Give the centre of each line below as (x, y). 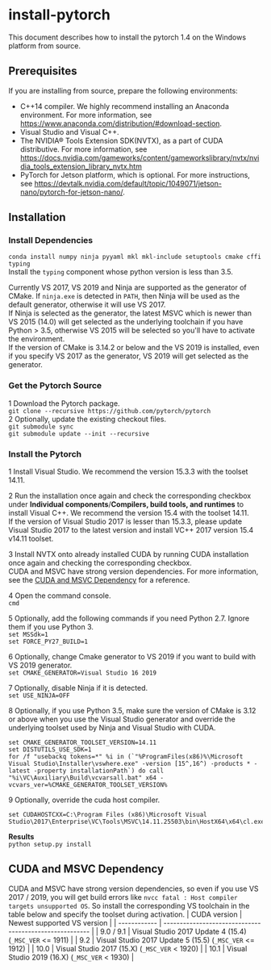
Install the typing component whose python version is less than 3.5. (121, 272)
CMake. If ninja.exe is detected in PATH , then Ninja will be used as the (124, 296)
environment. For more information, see (86, 115)
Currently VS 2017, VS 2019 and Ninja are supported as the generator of (128, 287)
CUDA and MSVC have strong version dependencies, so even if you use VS (134, 888)
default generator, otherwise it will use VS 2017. (87, 305)
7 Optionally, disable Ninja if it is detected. (78, 688)
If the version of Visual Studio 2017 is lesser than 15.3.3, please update (125, 521)
